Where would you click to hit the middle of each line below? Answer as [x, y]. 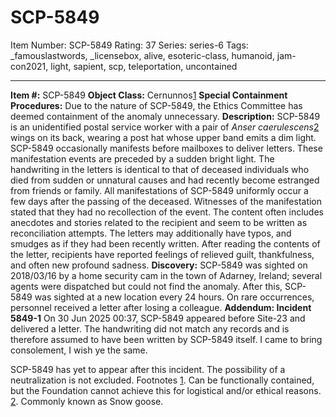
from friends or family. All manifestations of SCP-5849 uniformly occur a [159, 190]
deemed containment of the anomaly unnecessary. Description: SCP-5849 [165, 116]
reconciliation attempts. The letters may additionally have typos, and [151, 233]
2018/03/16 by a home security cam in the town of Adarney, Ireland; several [166, 275]
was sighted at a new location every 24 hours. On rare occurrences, [174, 297]
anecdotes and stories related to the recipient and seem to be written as [159, 222]
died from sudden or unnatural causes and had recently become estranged [165, 180]
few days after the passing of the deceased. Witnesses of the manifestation [166, 201]
